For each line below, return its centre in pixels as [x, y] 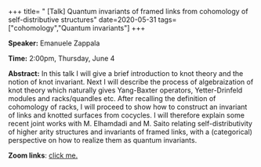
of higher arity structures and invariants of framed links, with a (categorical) [130, 132]
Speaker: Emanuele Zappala [54, 43]
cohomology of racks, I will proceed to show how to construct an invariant [128, 107]
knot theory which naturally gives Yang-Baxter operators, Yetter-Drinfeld [125, 90]
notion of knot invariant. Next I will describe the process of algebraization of [131, 82]
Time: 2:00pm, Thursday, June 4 [62, 58]
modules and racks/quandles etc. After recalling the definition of [112, 98]
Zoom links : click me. [43, 155]
